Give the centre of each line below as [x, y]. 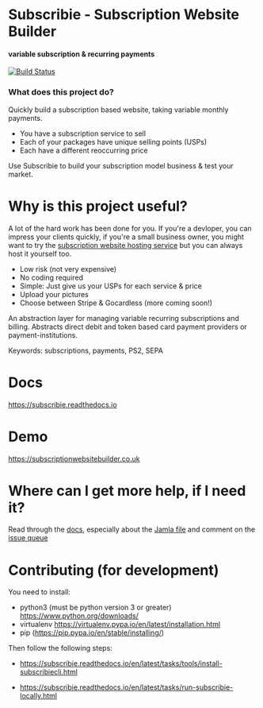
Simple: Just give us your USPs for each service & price [111, 286]
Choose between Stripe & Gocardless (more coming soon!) [116, 303]
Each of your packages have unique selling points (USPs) [113, 141]
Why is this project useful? [98, 206]
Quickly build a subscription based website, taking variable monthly [118, 110]
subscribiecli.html [48, 672]
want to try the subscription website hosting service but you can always [126, 245]
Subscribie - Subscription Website [124, 15]
